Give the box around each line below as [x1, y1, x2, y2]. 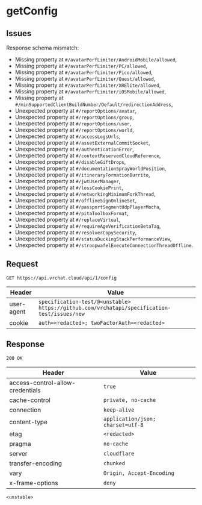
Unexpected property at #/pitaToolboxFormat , [14, 210, 129, 216]
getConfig [6, 4, 58, 18]
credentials [9, 386, 41, 394]
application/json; [103, 415, 156, 422]
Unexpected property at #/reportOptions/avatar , [14, 107, 137, 114]
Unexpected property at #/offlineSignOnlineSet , [14, 197, 137, 204]
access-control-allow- [9, 378, 76, 387]
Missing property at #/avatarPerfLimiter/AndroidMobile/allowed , [14, 56, 177, 63]
